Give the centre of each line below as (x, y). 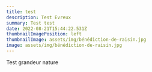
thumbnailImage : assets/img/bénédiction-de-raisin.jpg (76, 40)
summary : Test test (31, 23)
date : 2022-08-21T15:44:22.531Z (47, 28)
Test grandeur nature (32, 62)
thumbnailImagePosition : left (44, 34)
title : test (21, 12)
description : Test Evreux (38, 17)
